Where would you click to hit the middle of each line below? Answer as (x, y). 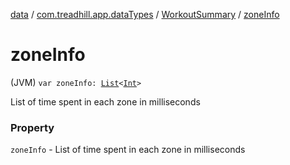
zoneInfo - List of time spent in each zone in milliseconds (128, 150)
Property (32, 127)
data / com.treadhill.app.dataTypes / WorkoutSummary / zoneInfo (145, 14)
